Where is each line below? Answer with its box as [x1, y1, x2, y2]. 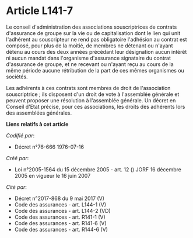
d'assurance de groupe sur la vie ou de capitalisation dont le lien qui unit [6, 29, 181, 36]
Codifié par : [6, 132, 35, 139]
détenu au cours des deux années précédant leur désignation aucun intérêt [6, 48, 187, 55]
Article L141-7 [6, 4, 73, 18]
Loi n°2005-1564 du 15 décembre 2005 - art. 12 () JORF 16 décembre [14, 165, 182, 173]
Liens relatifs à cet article [6, 120, 69, 127]
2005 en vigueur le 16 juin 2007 [14, 172, 91, 179]
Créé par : [6, 154, 29, 161]
